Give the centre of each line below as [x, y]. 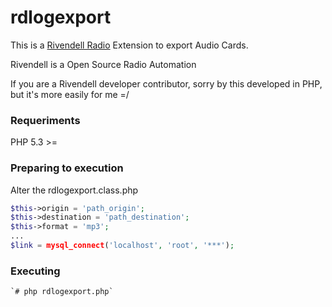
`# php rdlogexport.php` [62, 292]
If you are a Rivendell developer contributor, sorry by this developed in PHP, [166, 83]
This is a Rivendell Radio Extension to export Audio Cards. [129, 45]
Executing [35, 271]
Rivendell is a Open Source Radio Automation [103, 64]
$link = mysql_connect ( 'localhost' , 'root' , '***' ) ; [122, 246]
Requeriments [45, 120]
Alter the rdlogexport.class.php [74, 190]
